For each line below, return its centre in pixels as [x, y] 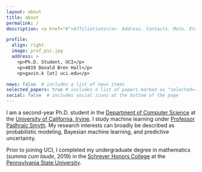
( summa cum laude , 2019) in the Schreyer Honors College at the [86, 156]
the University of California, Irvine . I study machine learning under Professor [101, 119]
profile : [17, 40]
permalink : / [23, 23]
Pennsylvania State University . [44, 163]
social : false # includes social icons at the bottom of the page [93, 95]
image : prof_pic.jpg [37, 51]
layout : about [24, 12]
